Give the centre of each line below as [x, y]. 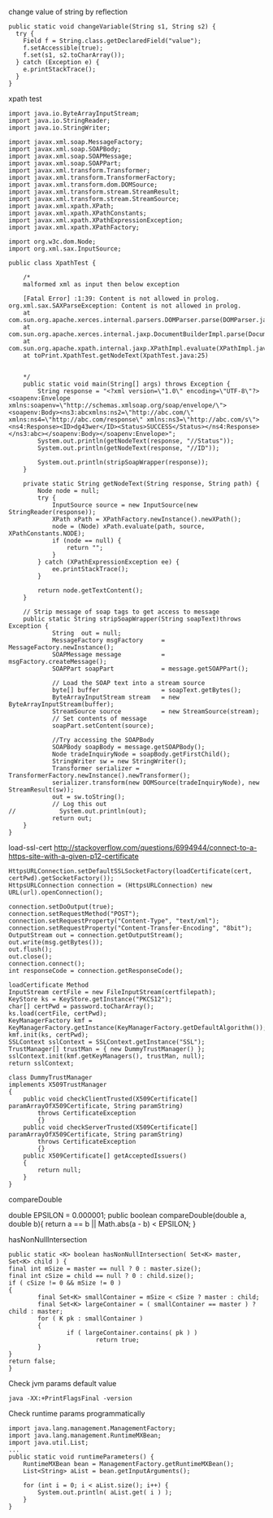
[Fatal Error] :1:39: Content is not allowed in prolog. [121, 299]
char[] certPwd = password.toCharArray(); [81, 1006]
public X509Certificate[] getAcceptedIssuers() [105, 1156]
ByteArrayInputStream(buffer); [61, 704]
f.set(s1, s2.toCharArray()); [74, 55]
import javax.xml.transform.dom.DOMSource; [83, 185]
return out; [72, 818]
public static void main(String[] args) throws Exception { [127, 384]
